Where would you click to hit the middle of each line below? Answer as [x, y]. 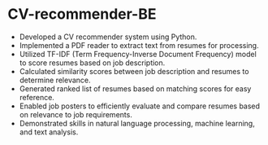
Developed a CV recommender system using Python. [108, 37]
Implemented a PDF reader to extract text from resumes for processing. [139, 45]
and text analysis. [49, 132]
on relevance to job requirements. [76, 114]
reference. [37, 97]
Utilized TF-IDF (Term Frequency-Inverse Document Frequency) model [138, 54]
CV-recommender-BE [82, 14]
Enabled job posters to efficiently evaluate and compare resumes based [140, 106]
